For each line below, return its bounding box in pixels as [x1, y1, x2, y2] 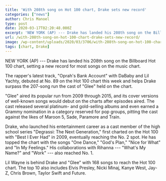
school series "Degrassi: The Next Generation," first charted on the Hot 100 [5, 128, 159, 134]
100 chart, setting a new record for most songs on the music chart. [5, 63, 141, 69]
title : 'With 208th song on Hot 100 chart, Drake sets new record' [5, 7, 147, 12]
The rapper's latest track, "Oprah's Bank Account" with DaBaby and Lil [5, 72, 149, 78]
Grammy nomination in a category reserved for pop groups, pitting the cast [5, 109, 158, 115]
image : [5, 40, 19, 45]
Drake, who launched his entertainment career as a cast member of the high [5, 123, 161, 129]
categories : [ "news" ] [5, 12, 50, 17]
